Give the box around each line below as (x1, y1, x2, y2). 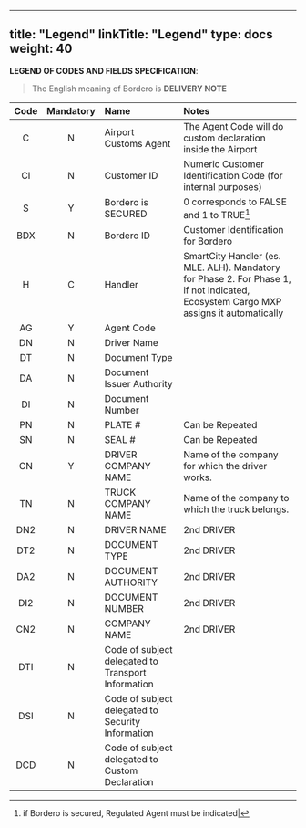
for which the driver (183, 460, 268, 473)
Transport (104, 666, 147, 679)
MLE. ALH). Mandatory (183, 261, 280, 274)
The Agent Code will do (183, 120, 284, 132)
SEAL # (104, 434, 137, 446)
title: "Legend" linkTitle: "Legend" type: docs (9, 26, 273, 42)
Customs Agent (104, 137, 171, 150)
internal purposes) (183, 180, 262, 193)
